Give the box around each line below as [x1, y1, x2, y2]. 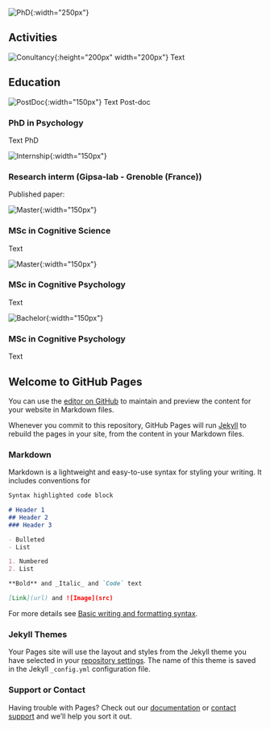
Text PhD [8, 135, 39, 145]
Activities [8, 31, 58, 44]
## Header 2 [8, 513, 48, 521]
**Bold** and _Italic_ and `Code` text [8, 580, 143, 588]
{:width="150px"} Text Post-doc [44, 97, 151, 106]
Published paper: [8, 189, 65, 199]
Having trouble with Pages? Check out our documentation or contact [8, 702, 236, 712]
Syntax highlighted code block [8, 491, 114, 499]
